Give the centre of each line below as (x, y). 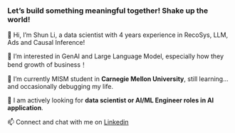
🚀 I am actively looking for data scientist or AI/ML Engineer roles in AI (111, 100)
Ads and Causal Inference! (46, 43)
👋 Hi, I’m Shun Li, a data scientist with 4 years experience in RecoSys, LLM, (118, 35)
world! (19, 19)
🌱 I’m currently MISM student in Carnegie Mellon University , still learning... (118, 79)
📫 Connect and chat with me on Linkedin (68, 122)
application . (26, 108)
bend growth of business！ (47, 65)
